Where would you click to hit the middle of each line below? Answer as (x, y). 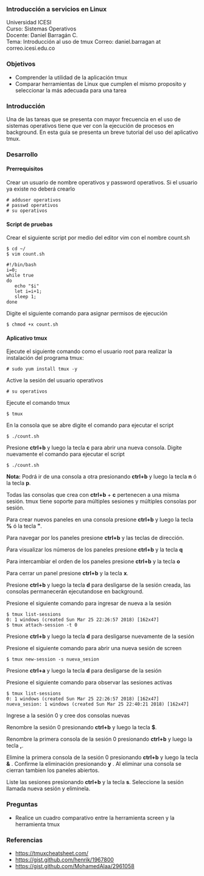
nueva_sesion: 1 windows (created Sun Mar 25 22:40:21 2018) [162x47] (98, 704)
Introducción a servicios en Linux (57, 9)
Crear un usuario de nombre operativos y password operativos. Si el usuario (102, 183)
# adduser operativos (34, 200)
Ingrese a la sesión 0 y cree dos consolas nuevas (68, 716)
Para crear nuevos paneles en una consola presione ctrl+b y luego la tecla (100, 520)
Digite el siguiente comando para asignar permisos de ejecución (87, 314)
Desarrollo (22, 154)
